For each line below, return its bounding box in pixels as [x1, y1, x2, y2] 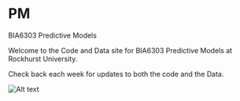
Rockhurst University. [8, 54, 78, 63]
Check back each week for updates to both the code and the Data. [8, 69, 224, 78]
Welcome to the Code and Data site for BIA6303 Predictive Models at [8, 45, 233, 55]
